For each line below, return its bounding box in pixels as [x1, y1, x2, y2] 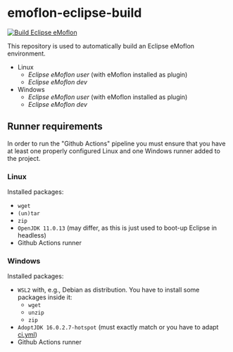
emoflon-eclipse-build [7, 5, 142, 21]
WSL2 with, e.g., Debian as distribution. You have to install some [17, 286, 200, 294]
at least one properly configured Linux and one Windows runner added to [7, 146, 220, 155]
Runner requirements [7, 121, 103, 133]
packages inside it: [17, 293, 73, 301]
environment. [7, 49, 46, 58]
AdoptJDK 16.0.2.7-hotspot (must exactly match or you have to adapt [17, 323, 219, 332]
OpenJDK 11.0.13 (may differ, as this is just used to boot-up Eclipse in [17, 223, 217, 233]
